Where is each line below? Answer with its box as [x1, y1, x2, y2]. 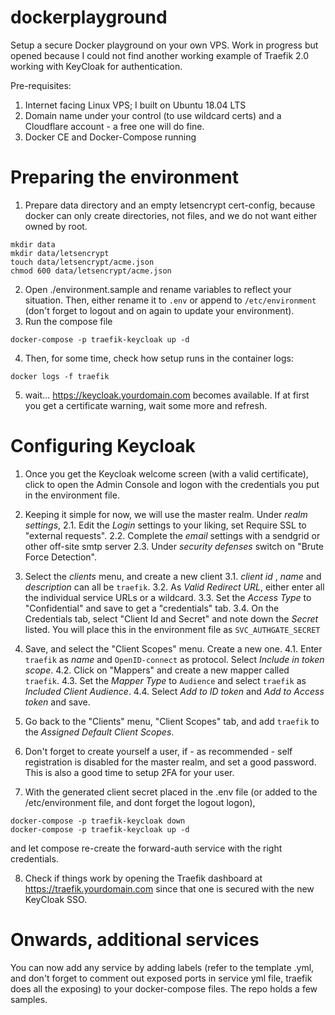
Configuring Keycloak [10, 435, 196, 458]
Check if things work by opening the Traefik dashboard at [24, 872, 263, 884]
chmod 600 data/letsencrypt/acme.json [10, 266, 172, 276]
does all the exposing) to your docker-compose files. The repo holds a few [10, 982, 318, 995]
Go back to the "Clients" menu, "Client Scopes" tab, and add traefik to [24, 715, 320, 727]
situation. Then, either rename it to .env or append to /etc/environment [24, 294, 317, 306]
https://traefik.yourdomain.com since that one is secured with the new [24, 882, 315, 895]
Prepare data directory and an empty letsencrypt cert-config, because [24, 199, 316, 211]
